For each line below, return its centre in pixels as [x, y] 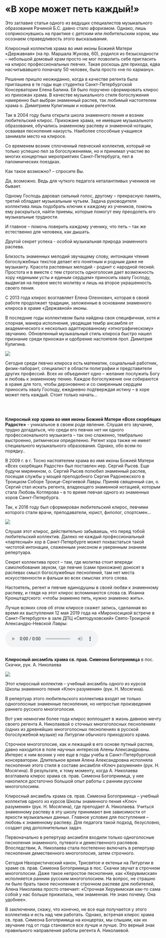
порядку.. [15, 451]
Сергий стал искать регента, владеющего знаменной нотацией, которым [83, 487]
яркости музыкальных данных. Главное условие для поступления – [77, 817]
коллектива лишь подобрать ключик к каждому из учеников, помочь [79, 206]
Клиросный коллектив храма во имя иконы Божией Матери [69, 48]
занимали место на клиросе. [36, 136]
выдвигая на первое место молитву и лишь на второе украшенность [79, 283]
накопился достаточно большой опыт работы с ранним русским [74, 781]
